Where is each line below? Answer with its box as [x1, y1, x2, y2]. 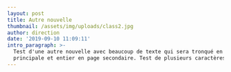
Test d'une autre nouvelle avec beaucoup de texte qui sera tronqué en [13, 49, 223, 56]
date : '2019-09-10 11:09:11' [7, 36, 91, 43]
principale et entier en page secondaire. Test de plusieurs [13, 55, 192, 62]
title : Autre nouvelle [7, 16, 72, 23]
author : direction [7, 29, 60, 36]
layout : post [7, 10, 45, 17]
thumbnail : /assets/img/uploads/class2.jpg [7, 23, 134, 29]
